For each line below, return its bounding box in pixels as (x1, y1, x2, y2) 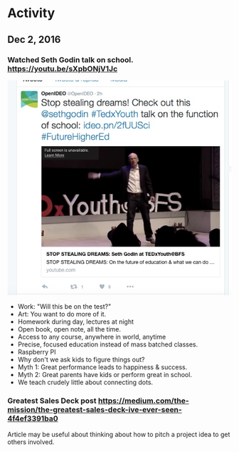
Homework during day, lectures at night (17, 317, 134, 326)
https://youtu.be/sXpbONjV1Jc (7, 63, 118, 73)
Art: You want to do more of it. (17, 310, 107, 319)
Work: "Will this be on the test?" (17, 302, 112, 311)
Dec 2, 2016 (7, 34, 61, 46)
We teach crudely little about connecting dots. (17, 378, 154, 386)
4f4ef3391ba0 (7, 414, 58, 423)
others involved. (7, 437, 55, 446)
